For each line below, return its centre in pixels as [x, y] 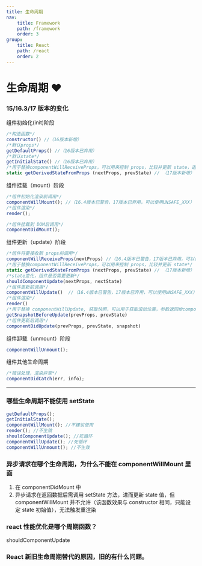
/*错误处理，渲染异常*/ [32, 373]
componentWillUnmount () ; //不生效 [48, 447]
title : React [33, 46]
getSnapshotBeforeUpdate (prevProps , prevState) [67, 315]
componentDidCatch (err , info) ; [45, 379]
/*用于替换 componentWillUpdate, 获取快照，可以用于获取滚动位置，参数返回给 [95, 309]
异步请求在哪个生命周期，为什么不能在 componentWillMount [95, 464]
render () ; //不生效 [29, 431]
